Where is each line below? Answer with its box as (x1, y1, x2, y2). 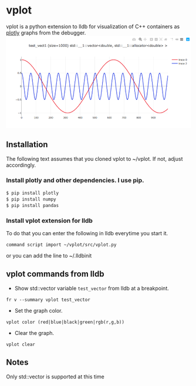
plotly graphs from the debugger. (6, 29, 86, 36)
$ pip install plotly (6, 190, 59, 197)
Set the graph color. (14, 307, 63, 314)
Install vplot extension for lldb (6, 216, 93, 225)
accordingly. (6, 161, 36, 168)
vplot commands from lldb (6, 269, 104, 279)
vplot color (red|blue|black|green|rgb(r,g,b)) (6, 319, 125, 325)
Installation (6, 140, 48, 150)
